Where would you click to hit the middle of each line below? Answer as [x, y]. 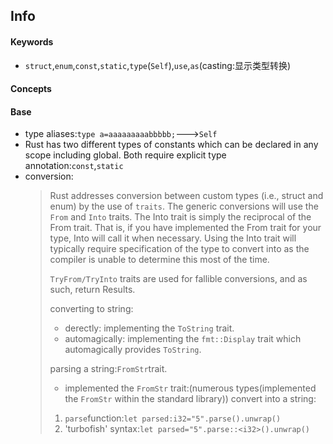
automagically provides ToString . [133, 350]
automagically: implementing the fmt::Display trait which [183, 339]
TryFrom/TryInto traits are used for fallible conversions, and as [178, 279]
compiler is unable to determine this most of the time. [159, 260]
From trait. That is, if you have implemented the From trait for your [185, 228]
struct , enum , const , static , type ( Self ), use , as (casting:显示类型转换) [158, 65]
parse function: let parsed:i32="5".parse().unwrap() [173, 418]
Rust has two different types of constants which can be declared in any [171, 145]
